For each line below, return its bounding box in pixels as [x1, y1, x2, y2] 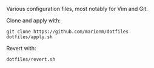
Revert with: [6, 45, 36, 52]
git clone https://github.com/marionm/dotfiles [6, 29, 129, 35]
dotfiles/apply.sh [6, 34, 53, 40]
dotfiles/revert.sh [6, 56, 56, 63]
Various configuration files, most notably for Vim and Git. [6, 5, 149, 12]
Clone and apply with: [6, 17, 61, 24]
